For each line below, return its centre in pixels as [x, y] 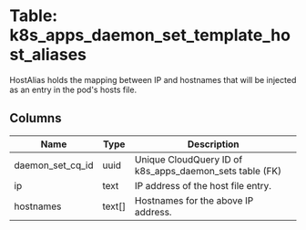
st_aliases [48, 55]
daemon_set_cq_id [54, 165]
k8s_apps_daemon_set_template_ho [150, 35]
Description [213, 144]
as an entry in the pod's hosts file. [73, 89]
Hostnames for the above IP [194, 200]
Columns [36, 118]
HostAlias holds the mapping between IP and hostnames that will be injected [153, 79]
